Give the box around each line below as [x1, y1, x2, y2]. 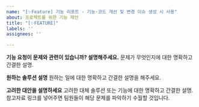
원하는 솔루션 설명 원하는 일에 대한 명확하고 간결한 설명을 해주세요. [6, 74, 161, 81]
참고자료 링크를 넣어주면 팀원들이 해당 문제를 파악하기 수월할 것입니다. [6, 94, 170, 102]
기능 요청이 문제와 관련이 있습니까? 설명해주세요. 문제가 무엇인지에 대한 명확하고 [6, 53, 193, 61]
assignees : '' [6, 31, 42, 37]
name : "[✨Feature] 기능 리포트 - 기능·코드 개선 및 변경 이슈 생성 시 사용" [6, 8, 177, 15]
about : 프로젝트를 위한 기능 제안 [6, 14, 79, 20]
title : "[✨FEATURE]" [6, 20, 59, 26]
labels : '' [6, 25, 34, 32]
